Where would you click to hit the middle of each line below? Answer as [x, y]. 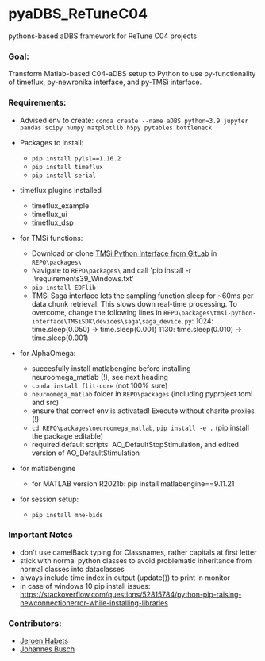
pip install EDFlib [64, 288]
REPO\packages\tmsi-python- [210, 313]
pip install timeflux [67, 167]
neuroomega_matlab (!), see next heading [100, 377]
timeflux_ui [49, 214]
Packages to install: [52, 142]
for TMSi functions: [51, 238]
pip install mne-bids [67, 515]
